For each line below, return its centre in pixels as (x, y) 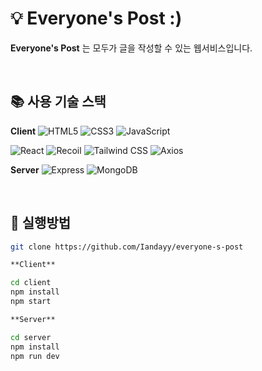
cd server (31, 337)
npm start (31, 302)
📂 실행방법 (41, 223)
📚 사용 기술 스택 (58, 102)
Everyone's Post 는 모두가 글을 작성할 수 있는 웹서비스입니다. (131, 48)
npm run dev (35, 356)
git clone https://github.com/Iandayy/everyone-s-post (127, 247)
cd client (31, 283)
